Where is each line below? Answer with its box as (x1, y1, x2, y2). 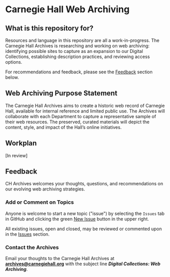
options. (5, 59, 23, 65)
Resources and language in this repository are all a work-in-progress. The (5, 37, 160, 43)
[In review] (5, 152, 28, 158)
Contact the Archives (5, 243, 59, 251)
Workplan (5, 139, 37, 148)
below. (5, 74, 19, 80)
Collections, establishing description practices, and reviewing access (5, 53, 150, 60)
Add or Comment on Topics (5, 199, 74, 206)
